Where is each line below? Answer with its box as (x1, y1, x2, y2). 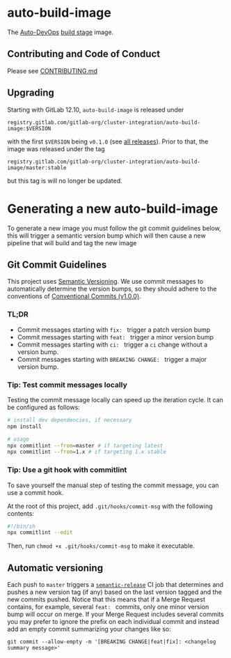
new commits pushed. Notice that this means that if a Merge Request (7, 595, 205, 604)
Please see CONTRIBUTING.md (7, 66, 98, 75)
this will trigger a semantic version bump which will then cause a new (7, 231, 207, 240)
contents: (7, 509, 35, 517)
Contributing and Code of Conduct (7, 48, 161, 60)
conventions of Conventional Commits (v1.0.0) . (7, 292, 141, 300)
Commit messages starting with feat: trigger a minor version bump (17, 332, 214, 341)
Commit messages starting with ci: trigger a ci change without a (17, 340, 208, 349)
